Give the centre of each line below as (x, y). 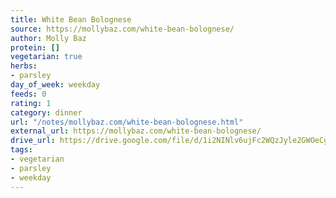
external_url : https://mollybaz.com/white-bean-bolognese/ (136, 131)
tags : (21, 150)
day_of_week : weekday (55, 85)
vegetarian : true (46, 57)
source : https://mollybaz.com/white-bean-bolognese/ (122, 29)
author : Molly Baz (48, 38)
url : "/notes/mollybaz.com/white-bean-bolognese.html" (127, 122)
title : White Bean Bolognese (71, 19)
